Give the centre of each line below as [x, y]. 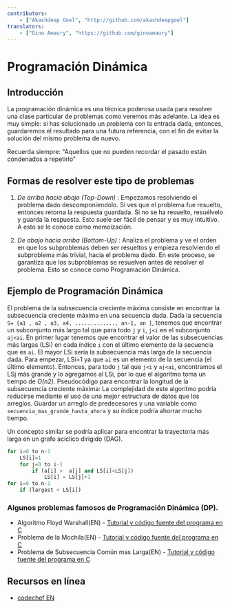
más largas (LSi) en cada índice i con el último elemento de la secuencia [110, 344]
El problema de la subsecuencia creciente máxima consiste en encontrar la [114, 307]
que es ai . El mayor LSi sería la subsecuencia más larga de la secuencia [109, 352]
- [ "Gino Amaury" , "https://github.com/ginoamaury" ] [97, 33]
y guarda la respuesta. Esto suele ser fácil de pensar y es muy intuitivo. [118, 220]
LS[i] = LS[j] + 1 [67, 477]
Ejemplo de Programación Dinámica [85, 291]
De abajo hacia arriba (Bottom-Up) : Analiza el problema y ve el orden [117, 240]
